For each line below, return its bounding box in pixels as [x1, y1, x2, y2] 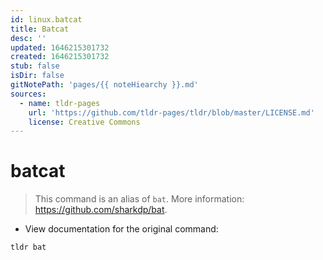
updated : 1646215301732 [10, 42, 110, 53]
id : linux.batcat [10, 14, 83, 25]
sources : [10, 89, 47, 99]
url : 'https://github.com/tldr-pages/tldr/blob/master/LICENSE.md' [28, 107, 315, 118]
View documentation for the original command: [24, 223, 219, 235]
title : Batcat [10, 24, 70, 34]
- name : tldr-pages [19, 98, 101, 108]
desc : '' [10, 33, 47, 43]
